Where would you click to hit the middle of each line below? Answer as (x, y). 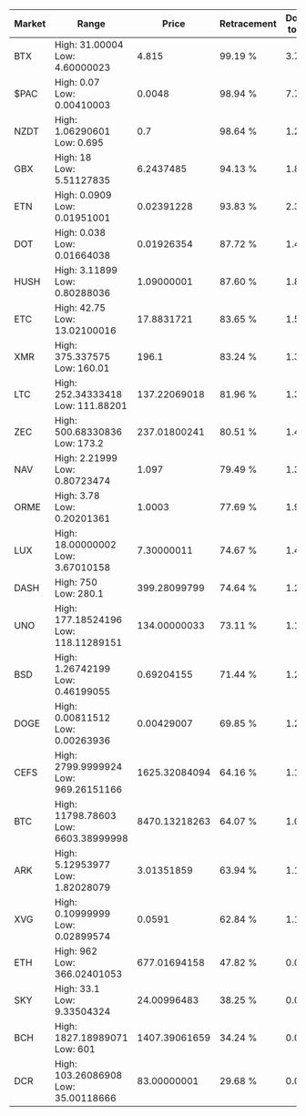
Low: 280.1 (79, 594)
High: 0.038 (80, 233)
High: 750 (76, 582)
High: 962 (76, 951)
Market (30, 24)
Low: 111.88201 (91, 406)
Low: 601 (75, 1049)
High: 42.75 (80, 307)
